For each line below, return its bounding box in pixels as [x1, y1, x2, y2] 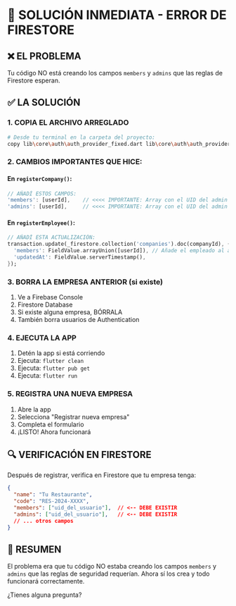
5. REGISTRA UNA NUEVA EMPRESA [7, 389, 133, 399]
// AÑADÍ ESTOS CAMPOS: [7, 190, 77, 197]
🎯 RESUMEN [7, 543, 62, 555]
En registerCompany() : [7, 174, 72, 183]
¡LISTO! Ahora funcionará [17, 427, 91, 436]
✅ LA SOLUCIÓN [7, 97, 81, 109]
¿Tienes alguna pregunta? [7, 590, 82, 599]
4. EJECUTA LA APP [7, 333, 77, 342]
